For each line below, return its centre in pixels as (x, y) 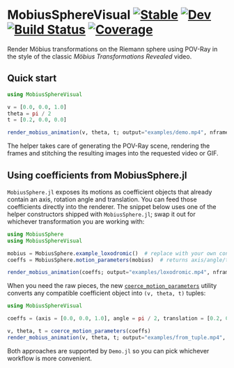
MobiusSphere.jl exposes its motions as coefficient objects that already (110, 192)
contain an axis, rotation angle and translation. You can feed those (102, 199)
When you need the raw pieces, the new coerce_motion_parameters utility (112, 286)
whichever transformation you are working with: (76, 221)
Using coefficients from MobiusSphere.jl (97, 175)
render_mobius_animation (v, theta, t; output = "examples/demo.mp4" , (107, 132)
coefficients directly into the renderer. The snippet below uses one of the (112, 206)
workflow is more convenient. (50, 358)
